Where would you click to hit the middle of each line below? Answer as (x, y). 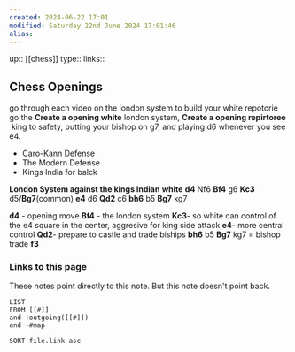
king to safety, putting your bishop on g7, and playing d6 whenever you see (148, 127)
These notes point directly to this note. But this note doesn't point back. (140, 286)
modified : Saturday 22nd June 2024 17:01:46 (93, 26)
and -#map (27, 325)
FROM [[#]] (29, 310)
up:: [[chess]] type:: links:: (57, 59)
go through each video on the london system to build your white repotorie (144, 108)
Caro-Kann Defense (58, 153)
